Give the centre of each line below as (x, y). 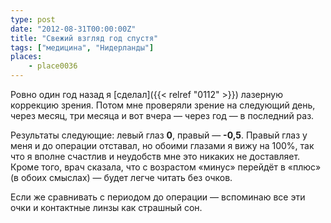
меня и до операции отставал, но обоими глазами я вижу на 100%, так (162, 145)
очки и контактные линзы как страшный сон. (106, 207)
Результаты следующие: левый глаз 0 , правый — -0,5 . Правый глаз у (159, 135)
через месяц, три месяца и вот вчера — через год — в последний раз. (162, 115)
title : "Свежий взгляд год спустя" (84, 38)
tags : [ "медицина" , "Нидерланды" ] (82, 47)
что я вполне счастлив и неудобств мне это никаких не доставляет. (155, 156)
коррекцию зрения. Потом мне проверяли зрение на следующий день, (163, 105)
